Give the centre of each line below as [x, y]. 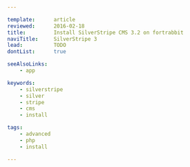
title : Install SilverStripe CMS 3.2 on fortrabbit [96, 32]
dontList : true [37, 52]
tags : [15, 128]
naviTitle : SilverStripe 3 [52, 39]
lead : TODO [37, 46]
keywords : [21, 83]
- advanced [35, 134]
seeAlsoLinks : [28, 64]
